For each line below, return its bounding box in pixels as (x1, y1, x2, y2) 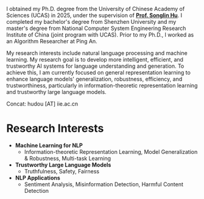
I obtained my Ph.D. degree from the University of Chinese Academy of (6, 5, 185, 12)
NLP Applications (15, 174, 61, 181)
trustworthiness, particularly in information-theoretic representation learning (6, 82, 198, 89)
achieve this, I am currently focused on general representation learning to (6, 69, 191, 76)
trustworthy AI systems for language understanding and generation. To (6, 62, 185, 70)
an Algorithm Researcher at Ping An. (6, 38, 97, 45)
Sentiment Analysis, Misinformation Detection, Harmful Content (24, 180, 184, 188)
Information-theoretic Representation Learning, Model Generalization (24, 148, 198, 155)
